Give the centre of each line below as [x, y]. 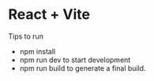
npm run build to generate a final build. [83, 68]
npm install [38, 51]
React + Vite [49, 15]
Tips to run [26, 36]
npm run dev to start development [75, 60]
